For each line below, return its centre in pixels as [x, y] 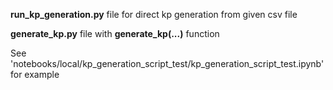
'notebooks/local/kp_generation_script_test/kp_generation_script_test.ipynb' [167, 63]
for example [35, 74]
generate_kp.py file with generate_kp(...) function [115, 33]
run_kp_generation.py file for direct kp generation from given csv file [154, 14]
